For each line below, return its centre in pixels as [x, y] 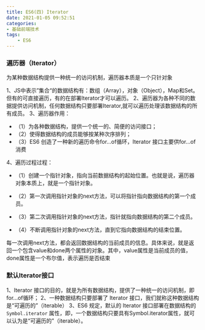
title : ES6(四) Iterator [38, 12]
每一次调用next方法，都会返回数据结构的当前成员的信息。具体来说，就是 [98, 243]
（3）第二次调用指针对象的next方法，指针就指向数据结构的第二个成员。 [106, 217]
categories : [21, 23]
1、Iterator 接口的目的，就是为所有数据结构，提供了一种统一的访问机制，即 [100, 290]
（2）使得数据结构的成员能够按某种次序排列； [73, 134]
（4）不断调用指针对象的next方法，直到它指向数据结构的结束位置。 [100, 230]
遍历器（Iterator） [33, 63]
